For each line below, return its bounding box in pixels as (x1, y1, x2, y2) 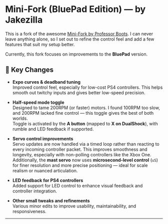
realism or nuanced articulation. (12, 167, 78, 173)
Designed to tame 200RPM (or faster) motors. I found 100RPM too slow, (12, 104, 160, 111)
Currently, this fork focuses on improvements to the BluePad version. (5, 51, 148, 57)
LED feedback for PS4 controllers (12, 177, 83, 183)
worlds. (12, 115, 28, 121)
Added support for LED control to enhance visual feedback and (12, 182, 143, 188)
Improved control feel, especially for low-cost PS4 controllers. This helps (12, 84, 163, 90)
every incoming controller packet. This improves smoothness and (12, 146, 147, 152)
